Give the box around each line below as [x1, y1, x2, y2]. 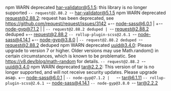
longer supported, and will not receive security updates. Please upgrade [5, 69, 157, 75]
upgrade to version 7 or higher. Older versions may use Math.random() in [5, 48, 159, 53]
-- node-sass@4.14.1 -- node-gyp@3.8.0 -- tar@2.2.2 [46, 80, 158, 86]
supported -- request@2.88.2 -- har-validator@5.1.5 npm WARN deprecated [5, 10, 166, 16]
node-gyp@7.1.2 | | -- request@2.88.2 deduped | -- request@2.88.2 [5, 26, 149, 32]
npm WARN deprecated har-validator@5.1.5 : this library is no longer [5, 5, 147, 10]
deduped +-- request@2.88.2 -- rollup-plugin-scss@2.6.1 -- [5, 32, 137, 37]
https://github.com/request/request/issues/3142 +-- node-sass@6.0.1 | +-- [5, 20, 163, 26]
